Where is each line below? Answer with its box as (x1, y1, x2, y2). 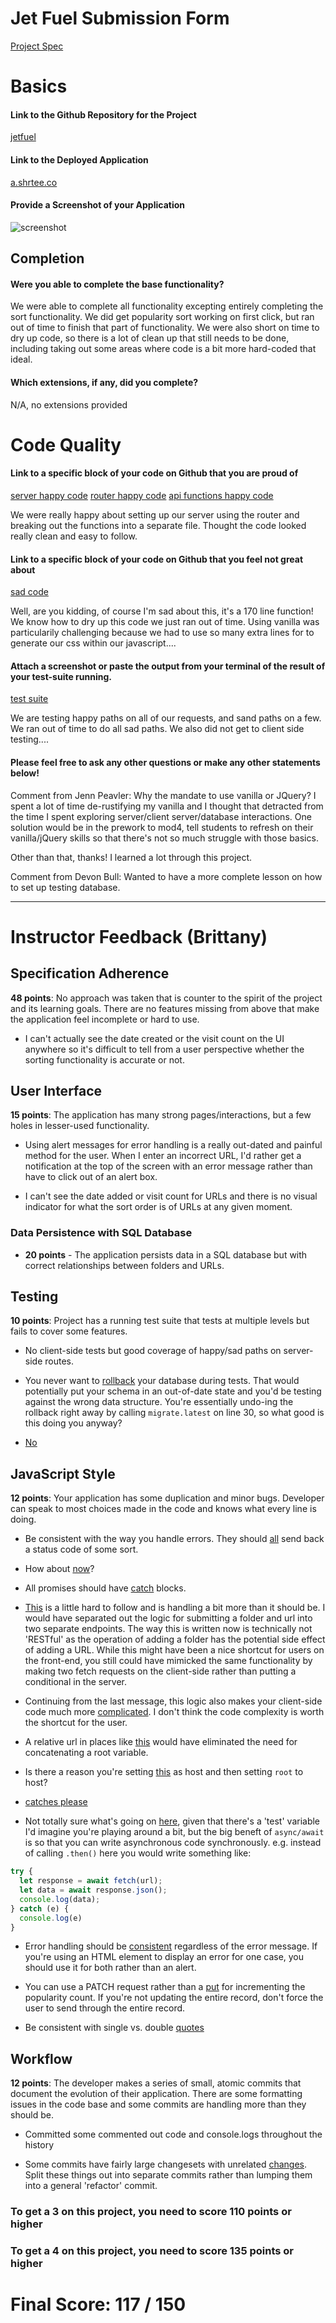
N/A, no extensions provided (10, 398, 128, 411)
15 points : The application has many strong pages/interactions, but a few (10, 1109, 312, 1121)
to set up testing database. (10, 881, 121, 893)
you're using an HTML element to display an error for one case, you (24, 1951, 305, 1963)
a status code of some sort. (24, 1543, 139, 1556)
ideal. (10, 353, 33, 366)
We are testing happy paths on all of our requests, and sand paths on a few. (10, 712, 322, 724)
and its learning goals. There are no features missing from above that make (10, 1002, 320, 1014)
